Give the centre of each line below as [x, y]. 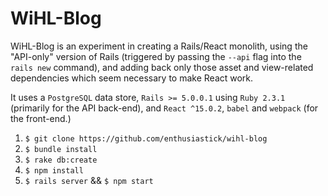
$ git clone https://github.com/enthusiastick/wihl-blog [146, 138]
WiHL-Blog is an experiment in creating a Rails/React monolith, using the [159, 46]
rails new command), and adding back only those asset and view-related [162, 67]
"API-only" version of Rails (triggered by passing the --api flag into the [156, 56]
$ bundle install [61, 149]
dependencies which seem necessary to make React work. [132, 78]
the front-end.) [41, 118]
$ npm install [54, 170]
